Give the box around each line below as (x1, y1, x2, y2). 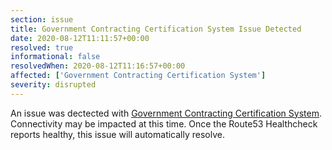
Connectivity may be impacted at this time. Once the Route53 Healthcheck (10, 117, 318, 130)
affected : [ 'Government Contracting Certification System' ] (10, 71, 267, 81)
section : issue (10, 14, 74, 25)
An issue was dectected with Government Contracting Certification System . (10, 107, 322, 119)
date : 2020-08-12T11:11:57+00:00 (10, 33, 150, 43)
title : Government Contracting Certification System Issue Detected (10, 24, 302, 34)
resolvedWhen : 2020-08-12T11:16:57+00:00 (10, 61, 186, 71)
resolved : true (10, 42, 74, 53)
